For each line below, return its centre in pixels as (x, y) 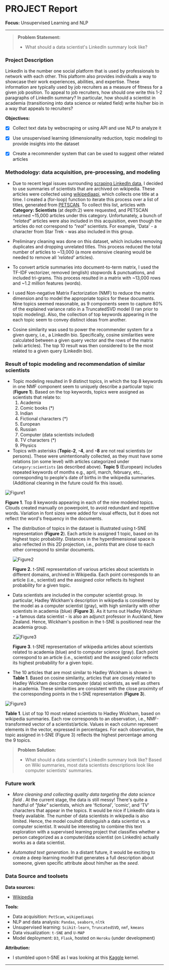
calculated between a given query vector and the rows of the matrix (83, 340)
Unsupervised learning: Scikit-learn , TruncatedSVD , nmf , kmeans (78, 927)
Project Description (29, 60)
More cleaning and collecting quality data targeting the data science (84, 795)
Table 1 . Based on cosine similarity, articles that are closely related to (84, 678)
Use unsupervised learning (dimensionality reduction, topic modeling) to (87, 138)
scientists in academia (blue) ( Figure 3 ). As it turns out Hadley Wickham (87, 611)
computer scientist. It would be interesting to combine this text (77, 826)
